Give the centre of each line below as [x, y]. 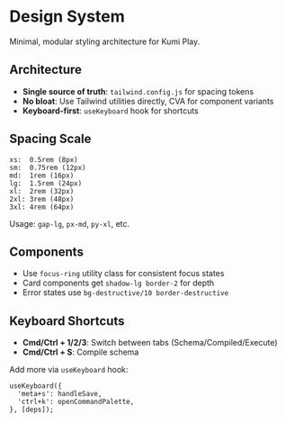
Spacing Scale [50, 139]
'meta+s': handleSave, [60, 394]
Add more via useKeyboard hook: [69, 370]
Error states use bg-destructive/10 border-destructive [125, 292]
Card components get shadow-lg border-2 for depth [118, 283]
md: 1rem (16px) [42, 175]
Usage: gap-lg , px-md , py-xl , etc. [70, 223]
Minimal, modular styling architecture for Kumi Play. [105, 41]
